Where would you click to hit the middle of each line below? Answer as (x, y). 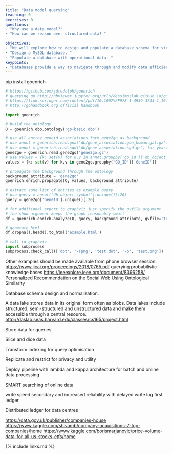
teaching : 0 (18, 15)
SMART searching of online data (39, 385)
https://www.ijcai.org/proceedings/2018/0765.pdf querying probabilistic (81, 267)
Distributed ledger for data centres (42, 410)
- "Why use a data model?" (34, 29)
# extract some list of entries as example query (59, 190)
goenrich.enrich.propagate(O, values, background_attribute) (72, 181)
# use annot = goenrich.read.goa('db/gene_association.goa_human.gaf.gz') (87, 143)
